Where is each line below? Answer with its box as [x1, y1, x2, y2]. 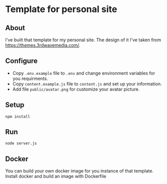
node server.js [5, 141, 37, 146]
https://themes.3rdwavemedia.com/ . [5, 42, 80, 48]
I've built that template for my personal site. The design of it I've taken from [5, 37, 161, 43]
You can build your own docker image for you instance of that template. [5, 168, 154, 174]
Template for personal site [5, 4, 117, 15]
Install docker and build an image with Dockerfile [5, 173, 107, 179]
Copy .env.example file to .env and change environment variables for [12, 70, 155, 76]
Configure [5, 57, 38, 65]
